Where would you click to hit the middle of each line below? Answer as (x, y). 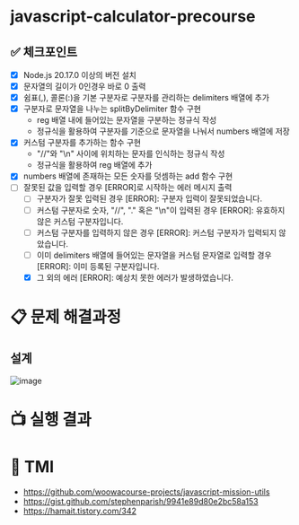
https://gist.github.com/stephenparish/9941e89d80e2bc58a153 (141, 501)
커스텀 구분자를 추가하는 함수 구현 (82, 143)
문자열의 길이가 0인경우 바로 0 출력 (84, 86)
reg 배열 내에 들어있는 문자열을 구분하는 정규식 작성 (127, 120)
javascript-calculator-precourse (133, 17)
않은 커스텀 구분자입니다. (80, 221)
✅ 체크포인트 (44, 52)
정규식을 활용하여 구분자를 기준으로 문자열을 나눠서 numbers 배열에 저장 (163, 131)
